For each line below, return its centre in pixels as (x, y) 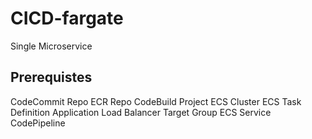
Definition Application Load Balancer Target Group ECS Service (141, 112)
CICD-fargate (67, 18)
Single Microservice (51, 46)
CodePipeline (38, 123)
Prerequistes (51, 77)
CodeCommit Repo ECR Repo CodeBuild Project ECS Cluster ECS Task (156, 101)
